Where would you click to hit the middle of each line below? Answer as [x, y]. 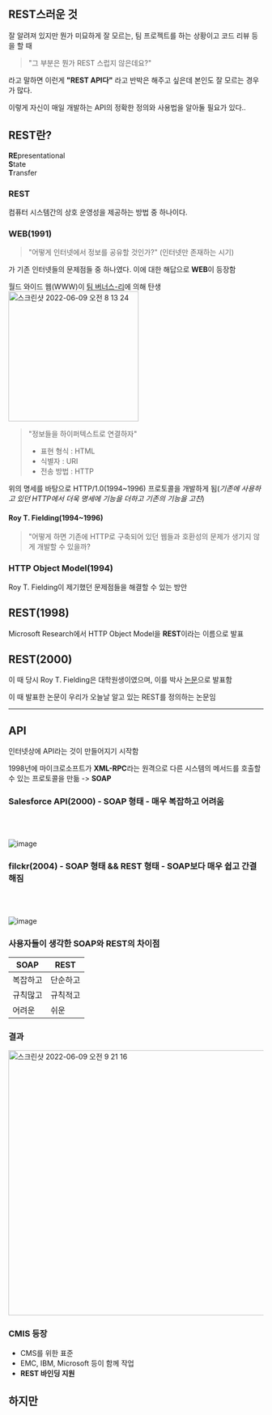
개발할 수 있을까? [64, 547]
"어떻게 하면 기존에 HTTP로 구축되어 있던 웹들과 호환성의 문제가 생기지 [140, 537]
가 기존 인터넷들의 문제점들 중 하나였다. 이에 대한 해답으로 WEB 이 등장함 [122, 270]
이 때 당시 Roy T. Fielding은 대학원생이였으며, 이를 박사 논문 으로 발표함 [120, 680]
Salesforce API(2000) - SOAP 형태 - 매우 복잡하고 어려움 [116, 801]
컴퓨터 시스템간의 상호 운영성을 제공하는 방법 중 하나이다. [98, 212]
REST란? [30, 136]
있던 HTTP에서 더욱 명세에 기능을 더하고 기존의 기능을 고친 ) [110, 499]
